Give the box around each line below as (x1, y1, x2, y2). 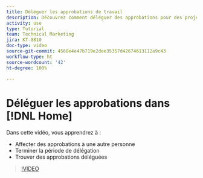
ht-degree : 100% (6, 65, 47, 71)
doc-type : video (6, 43, 47, 49)
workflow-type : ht (6, 54, 53, 60)
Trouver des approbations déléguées (14, 153, 108, 161)
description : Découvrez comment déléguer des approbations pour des (6, 14, 182, 21)
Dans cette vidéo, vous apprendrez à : (6, 129, 101, 136)
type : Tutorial (6, 25, 45, 32)
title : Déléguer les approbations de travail (6, 8, 123, 15)
